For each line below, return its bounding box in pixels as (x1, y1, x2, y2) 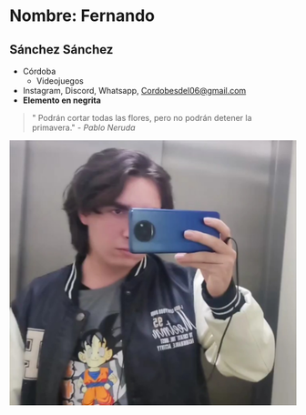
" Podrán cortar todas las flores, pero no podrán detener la (31, 113, 252, 123)
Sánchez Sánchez (9, 42, 114, 57)
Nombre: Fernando (9, 5, 155, 26)
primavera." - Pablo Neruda (31, 122, 136, 133)
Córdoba (22, 66, 56, 76)
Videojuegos (36, 76, 84, 86)
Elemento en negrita (22, 95, 102, 106)
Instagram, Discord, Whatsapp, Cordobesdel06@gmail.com (22, 86, 247, 96)
